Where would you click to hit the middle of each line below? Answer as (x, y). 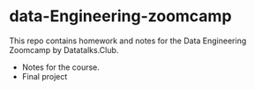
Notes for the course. (60, 67)
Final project (45, 76)
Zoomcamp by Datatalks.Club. (64, 49)
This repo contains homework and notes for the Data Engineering (128, 41)
